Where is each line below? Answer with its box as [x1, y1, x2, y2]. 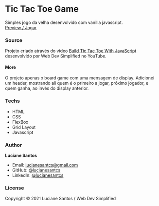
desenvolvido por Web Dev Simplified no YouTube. [5, 53, 106, 59]
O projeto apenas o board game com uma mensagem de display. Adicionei [5, 75, 155, 81]
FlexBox [12, 119, 28, 125]
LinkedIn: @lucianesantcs [12, 172, 64, 178]
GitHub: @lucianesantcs [12, 167, 61, 173]
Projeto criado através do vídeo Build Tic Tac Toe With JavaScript [5, 48, 137, 54]
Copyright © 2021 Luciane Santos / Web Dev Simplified [5, 196, 116, 202]
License [5, 184, 24, 191]
